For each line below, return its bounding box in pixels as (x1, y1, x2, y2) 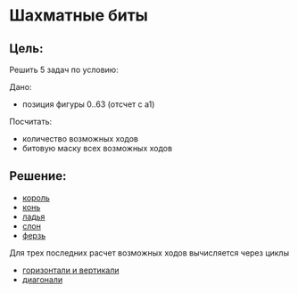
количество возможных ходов (21, 134, 138, 143)
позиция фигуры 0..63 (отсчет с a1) (21, 99, 155, 110)
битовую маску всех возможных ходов (21, 143, 172, 153)
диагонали (21, 273, 63, 285)
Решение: (9, 168, 67, 183)
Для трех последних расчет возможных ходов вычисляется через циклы (9, 247, 290, 258)
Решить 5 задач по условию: (9, 64, 119, 75)
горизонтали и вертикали (21, 265, 120, 275)
